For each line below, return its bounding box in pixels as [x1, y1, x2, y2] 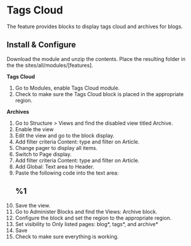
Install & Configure [6, 40, 76, 50]
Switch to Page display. [15, 151, 72, 158]
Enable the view [15, 125, 54, 132]
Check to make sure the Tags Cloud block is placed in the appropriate [15, 90, 184, 97]
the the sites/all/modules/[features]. [6, 61, 93, 69]
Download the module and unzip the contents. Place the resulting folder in [6, 55, 186, 62]
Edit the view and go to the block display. [15, 132, 115, 139]
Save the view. [15, 201, 50, 209]
